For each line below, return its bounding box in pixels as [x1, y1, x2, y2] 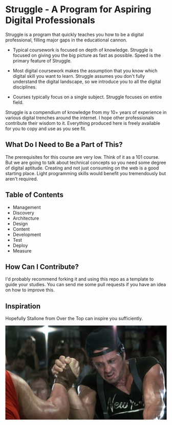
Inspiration [5, 302, 41, 310]
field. [12, 99, 24, 105]
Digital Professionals [5, 14, 96, 26]
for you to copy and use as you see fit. [5, 125, 87, 132]
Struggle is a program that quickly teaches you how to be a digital [5, 31, 144, 37]
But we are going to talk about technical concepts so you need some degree [5, 159, 166, 165]
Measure [12, 247, 32, 254]
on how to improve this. [5, 287, 55, 293]
